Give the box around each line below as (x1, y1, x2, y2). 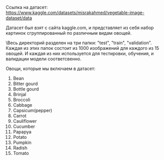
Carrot (13, 113, 27, 119)
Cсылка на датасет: (6, 5, 48, 10)
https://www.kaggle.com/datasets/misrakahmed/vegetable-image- (6, 10, 145, 16)
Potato (13, 134, 27, 140)
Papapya (13, 129, 32, 135)
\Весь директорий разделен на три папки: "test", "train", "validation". (6, 40, 152, 46)
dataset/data (6, 15, 32, 21)
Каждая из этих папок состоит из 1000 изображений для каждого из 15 (6, 45, 159, 51)
